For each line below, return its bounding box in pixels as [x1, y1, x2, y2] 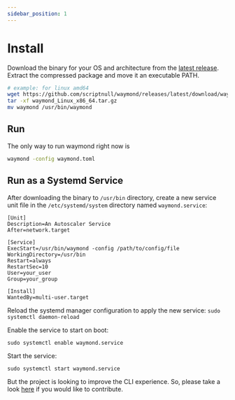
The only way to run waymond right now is [7, 141, 130, 150]
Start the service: [7, 351, 57, 360]
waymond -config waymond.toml [7, 155, 96, 162]
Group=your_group [7, 276, 58, 283]
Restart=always [7, 257, 52, 264]
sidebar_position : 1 [7, 10, 68, 17]
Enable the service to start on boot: [7, 326, 109, 334]
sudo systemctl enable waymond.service [7, 339, 124, 346]
